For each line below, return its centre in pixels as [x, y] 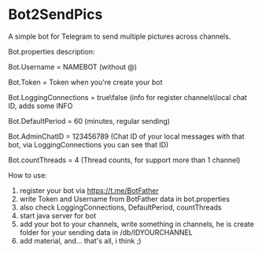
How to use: [28, 175]
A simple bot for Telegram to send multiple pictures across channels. [120, 36]
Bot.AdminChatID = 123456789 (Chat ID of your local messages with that [127, 136]
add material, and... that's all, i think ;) [80, 240]
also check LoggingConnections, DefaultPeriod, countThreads [120, 207]
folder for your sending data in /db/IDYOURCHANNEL [106, 232]
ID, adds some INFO [41, 106]
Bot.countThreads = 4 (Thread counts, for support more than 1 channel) [124, 160]
